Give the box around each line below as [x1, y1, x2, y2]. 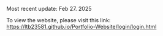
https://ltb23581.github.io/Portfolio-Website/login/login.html [6, 23, 157, 30]
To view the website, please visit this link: [6, 17, 111, 23]
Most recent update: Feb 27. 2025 [6, 5, 92, 12]
